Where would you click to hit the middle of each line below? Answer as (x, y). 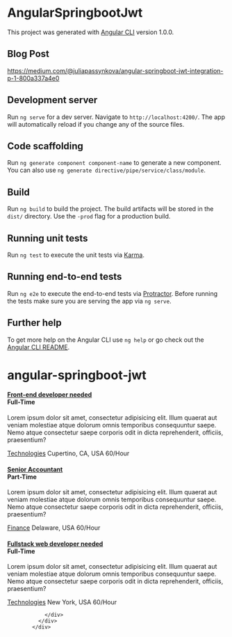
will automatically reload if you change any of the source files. (96, 124)
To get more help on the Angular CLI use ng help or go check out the (106, 340)
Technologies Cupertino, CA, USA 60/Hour (68, 453)
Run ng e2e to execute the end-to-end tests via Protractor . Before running (113, 293)
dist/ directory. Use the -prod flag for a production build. (89, 217)
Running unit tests (48, 238)
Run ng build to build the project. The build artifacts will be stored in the (110, 209)
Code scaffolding (45, 146)
